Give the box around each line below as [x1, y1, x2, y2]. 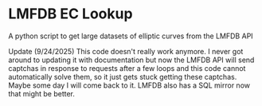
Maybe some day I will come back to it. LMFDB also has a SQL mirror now [8, 80, 251, 90]
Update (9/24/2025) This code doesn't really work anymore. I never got [8, 46, 244, 56]
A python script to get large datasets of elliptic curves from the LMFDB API [8, 31, 253, 41]
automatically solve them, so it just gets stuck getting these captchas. [8, 72, 237, 81]
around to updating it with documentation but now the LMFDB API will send [8, 55, 255, 65]
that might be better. [8, 88, 76, 98]
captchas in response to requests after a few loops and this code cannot [8, 63, 246, 73]
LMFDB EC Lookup [8, 5, 133, 23]
